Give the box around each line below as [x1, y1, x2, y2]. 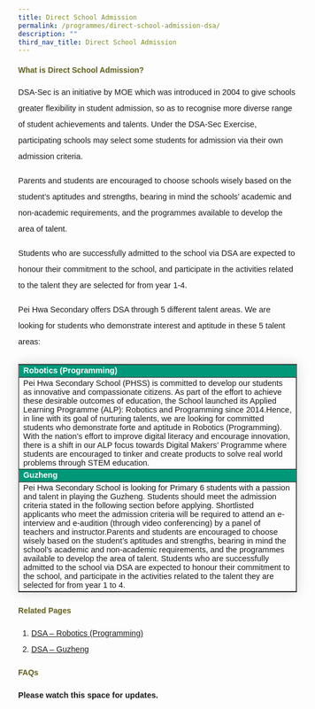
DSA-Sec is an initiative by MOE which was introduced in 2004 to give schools [18, 88, 296, 97]
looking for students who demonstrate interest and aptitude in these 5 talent [18, 320, 286, 331]
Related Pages [18, 605, 72, 616]
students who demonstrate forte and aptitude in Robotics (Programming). [23, 422, 282, 432]
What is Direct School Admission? [18, 65, 144, 75]
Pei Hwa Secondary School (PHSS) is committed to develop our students [23, 378, 283, 388]
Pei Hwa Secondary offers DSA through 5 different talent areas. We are [18, 304, 272, 315]
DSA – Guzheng [30, 643, 89, 654]
